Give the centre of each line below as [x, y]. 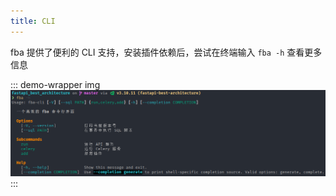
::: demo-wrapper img [55, 84]
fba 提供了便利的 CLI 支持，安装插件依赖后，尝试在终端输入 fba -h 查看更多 [166, 52]
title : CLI [33, 21]
